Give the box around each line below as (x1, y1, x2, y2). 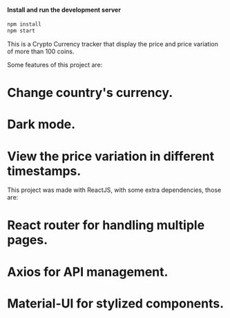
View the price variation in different (7, 148, 215, 164)
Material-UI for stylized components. (7, 295, 224, 311)
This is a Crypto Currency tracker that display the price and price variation (7, 39, 219, 48)
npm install (7, 21, 41, 28)
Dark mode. (7, 116, 76, 132)
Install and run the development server (7, 6, 121, 14)
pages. (7, 232, 48, 248)
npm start (7, 28, 36, 35)
